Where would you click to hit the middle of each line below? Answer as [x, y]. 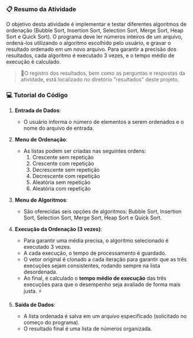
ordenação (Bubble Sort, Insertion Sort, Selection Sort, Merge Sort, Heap [95, 31]
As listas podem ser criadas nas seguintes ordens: [85, 151]
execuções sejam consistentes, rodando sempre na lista [92, 265]
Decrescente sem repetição [66, 169]
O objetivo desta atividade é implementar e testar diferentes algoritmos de [97, 24]
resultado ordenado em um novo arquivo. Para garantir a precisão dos [91, 50]
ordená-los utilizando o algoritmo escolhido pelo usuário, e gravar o [89, 43]
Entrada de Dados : [38, 110]
